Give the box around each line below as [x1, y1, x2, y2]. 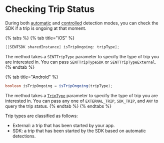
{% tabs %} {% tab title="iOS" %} [5, 35, 75, 41]
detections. [12, 133, 36, 139]
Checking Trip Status [5, 3, 95, 15]
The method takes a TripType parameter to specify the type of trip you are [5, 92, 158, 98]
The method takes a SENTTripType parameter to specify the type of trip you [5, 53, 159, 59]
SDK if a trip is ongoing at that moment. [5, 25, 86, 31]
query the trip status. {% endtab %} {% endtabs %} [5, 103, 111, 109]
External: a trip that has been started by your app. [12, 122, 115, 128]
